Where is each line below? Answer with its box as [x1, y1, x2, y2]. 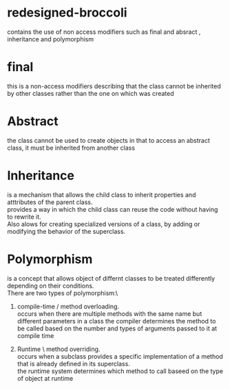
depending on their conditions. [7, 281, 94, 290]
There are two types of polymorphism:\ [7, 288, 118, 297]
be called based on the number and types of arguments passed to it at [17, 324, 218, 332]
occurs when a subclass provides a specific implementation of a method [17, 352, 224, 360]
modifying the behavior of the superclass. [7, 227, 126, 235]
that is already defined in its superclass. [17, 359, 131, 368]
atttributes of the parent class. [7, 198, 93, 206]
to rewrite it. [7, 212, 41, 221]
